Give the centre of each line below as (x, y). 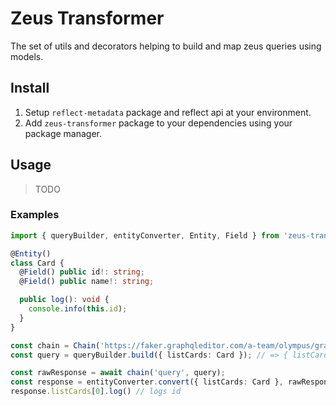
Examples (35, 215)
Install (30, 88)
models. (27, 56)
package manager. (63, 133)
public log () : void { (64, 300)
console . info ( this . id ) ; (78, 309)
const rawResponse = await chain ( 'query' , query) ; (118, 373)
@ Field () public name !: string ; (87, 282)
